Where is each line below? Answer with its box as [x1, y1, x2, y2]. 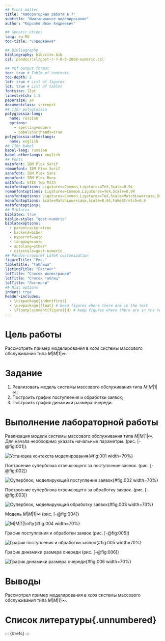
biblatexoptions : [5, 221, 41, 226]
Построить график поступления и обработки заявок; [12, 394, 124, 400]
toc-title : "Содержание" [5, 39, 56, 44]
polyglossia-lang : [5, 111, 43, 116]
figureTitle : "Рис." [5, 257, 48, 263]
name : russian [9, 116, 38, 121]
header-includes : [5, 294, 41, 299]
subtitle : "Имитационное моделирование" [5, 16, 89, 21]
